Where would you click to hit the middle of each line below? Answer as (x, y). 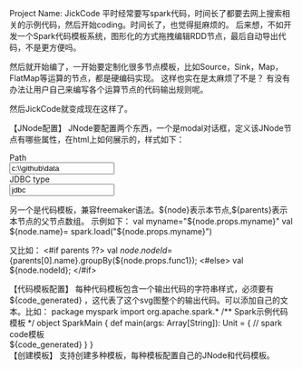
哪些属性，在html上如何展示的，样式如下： (105, 140)
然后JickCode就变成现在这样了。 (71, 109)
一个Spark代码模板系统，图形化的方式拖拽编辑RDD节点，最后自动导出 (147, 36)
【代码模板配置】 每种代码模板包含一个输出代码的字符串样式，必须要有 (141, 289)
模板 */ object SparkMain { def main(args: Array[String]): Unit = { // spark (146, 323)
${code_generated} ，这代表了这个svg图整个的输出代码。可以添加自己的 (145, 300)
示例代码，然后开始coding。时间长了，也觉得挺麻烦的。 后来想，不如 (154, 25)
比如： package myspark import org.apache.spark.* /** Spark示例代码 (156, 311)
